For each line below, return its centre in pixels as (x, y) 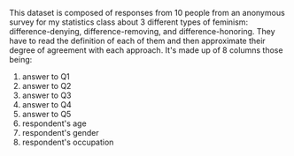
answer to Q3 (47, 95)
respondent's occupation (68, 142)
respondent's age (54, 123)
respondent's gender (60, 133)
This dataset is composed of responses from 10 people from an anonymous (147, 13)
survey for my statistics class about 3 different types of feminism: (129, 22)
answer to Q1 (46, 77)
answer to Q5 (46, 114)
